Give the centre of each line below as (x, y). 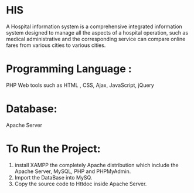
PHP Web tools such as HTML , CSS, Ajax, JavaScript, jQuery (80, 85)
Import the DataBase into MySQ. (53, 177)
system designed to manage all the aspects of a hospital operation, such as (97, 32)
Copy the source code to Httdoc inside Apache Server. (81, 184)
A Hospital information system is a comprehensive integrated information (94, 26)
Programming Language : (69, 69)
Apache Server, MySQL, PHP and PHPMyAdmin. (73, 171)
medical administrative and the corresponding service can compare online (96, 39)
